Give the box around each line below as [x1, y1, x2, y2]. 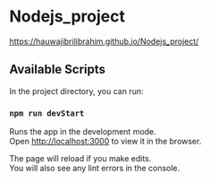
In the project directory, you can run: [9, 85, 144, 96]
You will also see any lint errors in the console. [9, 163, 181, 174]
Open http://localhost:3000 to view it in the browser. [9, 136, 202, 147]
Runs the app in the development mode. [9, 126, 156, 137]
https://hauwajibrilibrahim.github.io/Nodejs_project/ [9, 36, 199, 47]
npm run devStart [9, 108, 85, 118]
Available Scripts [9, 62, 105, 77]
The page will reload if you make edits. [9, 153, 152, 164]
